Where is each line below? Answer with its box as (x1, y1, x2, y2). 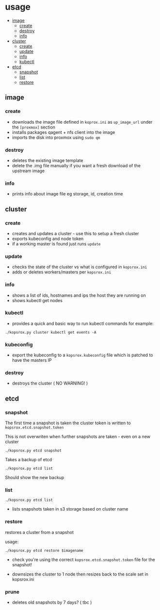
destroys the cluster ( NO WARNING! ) (12, 380, 88, 386)
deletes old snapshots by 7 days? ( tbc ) (12, 599, 92, 605)
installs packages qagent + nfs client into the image (12, 129, 115, 135)
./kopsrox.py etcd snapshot (5, 448, 62, 453)
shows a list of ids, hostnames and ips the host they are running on (12, 292, 146, 298)
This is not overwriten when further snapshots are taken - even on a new (5, 433, 151, 440)
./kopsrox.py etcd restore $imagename (5, 548, 83, 553)
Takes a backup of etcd (5, 457, 52, 463)
